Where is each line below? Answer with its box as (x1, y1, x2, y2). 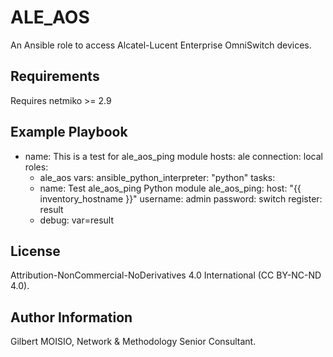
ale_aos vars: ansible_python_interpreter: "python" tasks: (39, 171, 276, 183)
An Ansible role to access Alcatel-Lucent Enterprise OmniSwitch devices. (10, 39, 312, 51)
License (10, 242, 61, 260)
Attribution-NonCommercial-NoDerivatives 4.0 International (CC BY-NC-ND (10, 269, 322, 281)
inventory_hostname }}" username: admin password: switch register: (39, 192, 323, 205)
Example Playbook (10, 124, 128, 141)
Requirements (10, 68, 100, 85)
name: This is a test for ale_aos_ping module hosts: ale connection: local (24, 150, 323, 162)
